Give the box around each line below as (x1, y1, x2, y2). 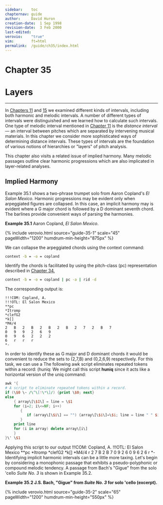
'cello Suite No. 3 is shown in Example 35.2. (5, 470, 93, 476)
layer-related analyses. (5, 163, 51, 169)
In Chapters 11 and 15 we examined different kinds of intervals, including (5, 107, 149, 113)
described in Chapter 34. (5, 268, 55, 274)
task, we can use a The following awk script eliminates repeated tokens (5, 361, 148, 367)
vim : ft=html (5, 39, 47, 44)
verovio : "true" (5, 35, 45, 39)
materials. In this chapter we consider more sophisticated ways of (5, 133, 137, 139)
